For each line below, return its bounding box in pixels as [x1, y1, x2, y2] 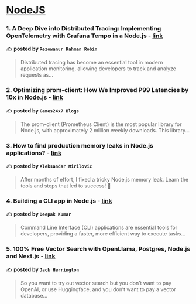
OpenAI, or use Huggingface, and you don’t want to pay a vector [20, 285, 177, 293]
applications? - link [6, 149, 62, 157]
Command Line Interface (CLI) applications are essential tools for [20, 224, 178, 231]
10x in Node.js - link [6, 93, 63, 101]
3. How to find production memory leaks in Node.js [6, 141, 154, 149]
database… [20, 292, 48, 299]
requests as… [20, 71, 54, 78]
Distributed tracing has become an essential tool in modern [20, 59, 163, 66]
